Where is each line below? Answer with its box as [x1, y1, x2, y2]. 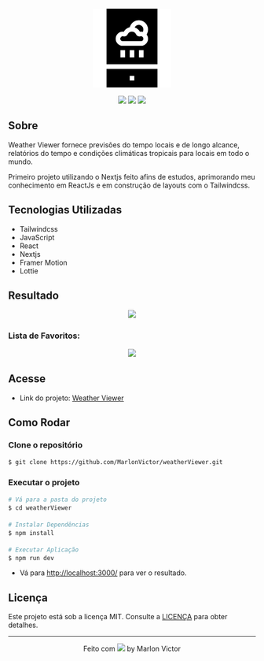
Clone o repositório [8, 439, 83, 450]
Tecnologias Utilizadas [8, 203, 123, 217]
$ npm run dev [8, 554, 55, 562]
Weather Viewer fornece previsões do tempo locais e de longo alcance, [8, 139, 240, 150]
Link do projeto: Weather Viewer [19, 393, 124, 403]
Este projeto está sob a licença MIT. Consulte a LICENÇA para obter [8, 612, 228, 622]
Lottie [19, 266, 38, 276]
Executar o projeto [8, 477, 80, 488]
